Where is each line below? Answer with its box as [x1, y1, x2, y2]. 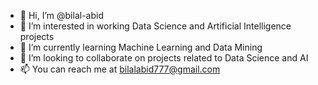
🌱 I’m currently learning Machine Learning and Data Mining [19, 41, 263, 53]
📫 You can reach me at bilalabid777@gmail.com [19, 63, 221, 75]
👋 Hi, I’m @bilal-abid [19, 10, 104, 21]
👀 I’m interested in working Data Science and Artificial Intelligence [19, 20, 292, 32]
